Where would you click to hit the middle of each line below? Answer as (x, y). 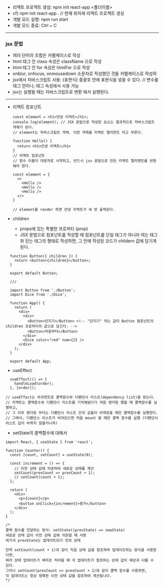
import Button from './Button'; (43, 291)
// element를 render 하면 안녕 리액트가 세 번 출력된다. (64, 210)
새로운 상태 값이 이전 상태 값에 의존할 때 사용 (46, 535)
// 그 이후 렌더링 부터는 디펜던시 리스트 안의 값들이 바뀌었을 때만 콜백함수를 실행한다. (82, 413)
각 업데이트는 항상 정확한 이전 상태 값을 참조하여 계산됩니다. (59, 576)
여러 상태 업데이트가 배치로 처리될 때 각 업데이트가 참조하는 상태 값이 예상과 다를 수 (80, 560)
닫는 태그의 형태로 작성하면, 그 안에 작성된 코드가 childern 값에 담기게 (91, 241)
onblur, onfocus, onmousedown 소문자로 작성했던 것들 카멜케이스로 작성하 (85, 74)
